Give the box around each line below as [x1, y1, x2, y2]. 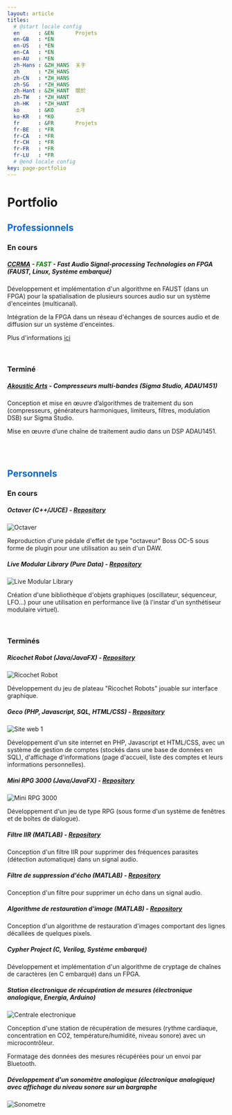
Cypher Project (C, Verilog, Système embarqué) [7, 945, 148, 953]
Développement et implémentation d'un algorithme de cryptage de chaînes [7, 962, 222, 970]
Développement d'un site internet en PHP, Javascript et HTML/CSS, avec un [7, 738, 225, 747]
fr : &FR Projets [13, 119, 98, 127]
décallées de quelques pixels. [7, 929, 92, 937]
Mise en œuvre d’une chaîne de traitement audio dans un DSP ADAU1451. [7, 427, 217, 435]
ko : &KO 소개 [13, 107, 85, 114]
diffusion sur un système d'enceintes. [7, 320, 115, 329]
